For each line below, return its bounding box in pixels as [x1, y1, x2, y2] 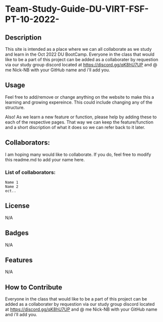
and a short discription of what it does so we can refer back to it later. [5, 124, 145, 130]
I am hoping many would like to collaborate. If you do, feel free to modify [5, 151, 152, 157]
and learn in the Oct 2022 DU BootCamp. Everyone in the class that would [5, 51, 155, 57]
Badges [5, 229, 29, 237]
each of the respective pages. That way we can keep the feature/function [5, 119, 154, 125]
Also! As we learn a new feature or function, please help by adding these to [5, 114, 157, 120]
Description [5, 33, 42, 42]
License [5, 202, 30, 210]
